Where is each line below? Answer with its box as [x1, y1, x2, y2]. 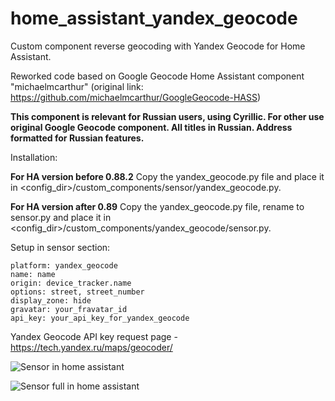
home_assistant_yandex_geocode [10, 7, 298, 30]
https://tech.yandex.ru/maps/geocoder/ [10, 341, 173, 353]
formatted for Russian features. [10, 132, 145, 144]
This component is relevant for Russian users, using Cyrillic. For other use [10, 110, 325, 122]
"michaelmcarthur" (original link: [10, 80, 144, 92]
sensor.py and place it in [10, 211, 112, 223]
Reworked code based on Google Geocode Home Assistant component [10, 70, 305, 82]
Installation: [10, 151, 58, 163]
